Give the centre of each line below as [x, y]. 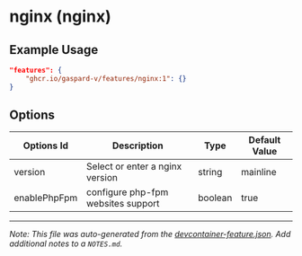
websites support [123, 204]
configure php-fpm [128, 192]
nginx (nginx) [61, 17]
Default [265, 140]
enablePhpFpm [46, 198]
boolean [215, 198]
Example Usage [54, 50]
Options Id [46, 146]
